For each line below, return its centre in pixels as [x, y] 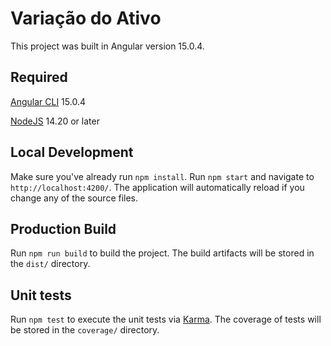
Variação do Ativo [86, 18]
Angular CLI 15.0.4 [48, 101]
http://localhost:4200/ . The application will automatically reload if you [157, 187]
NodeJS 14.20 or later [55, 121]
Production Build [63, 228]
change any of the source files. [74, 198]
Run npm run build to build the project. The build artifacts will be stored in [162, 253]
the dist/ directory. [50, 264]
